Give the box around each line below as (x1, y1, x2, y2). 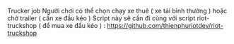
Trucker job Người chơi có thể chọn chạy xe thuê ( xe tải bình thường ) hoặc (7, 7, 228, 15)
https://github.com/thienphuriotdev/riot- (107, 22, 224, 29)
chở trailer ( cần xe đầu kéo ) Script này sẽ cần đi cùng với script (7, 14, 196, 22)
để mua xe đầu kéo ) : (42, 22, 106, 29)
